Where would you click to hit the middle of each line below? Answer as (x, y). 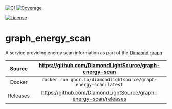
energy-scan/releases (100, 99)
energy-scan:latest (100, 85)
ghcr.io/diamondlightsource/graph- (114, 80)
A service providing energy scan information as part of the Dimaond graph (84, 52)
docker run (55, 80)
